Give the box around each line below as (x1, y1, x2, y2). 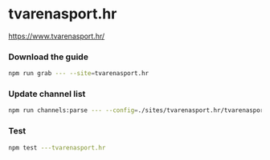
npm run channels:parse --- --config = (8, 106, 138, 114)
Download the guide (8, 51, 88, 62)
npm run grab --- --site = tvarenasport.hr (8, 70, 149, 78)
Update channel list (8, 89, 86, 100)
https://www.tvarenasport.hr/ (8, 31, 105, 41)
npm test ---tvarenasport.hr (8, 143, 106, 152)
